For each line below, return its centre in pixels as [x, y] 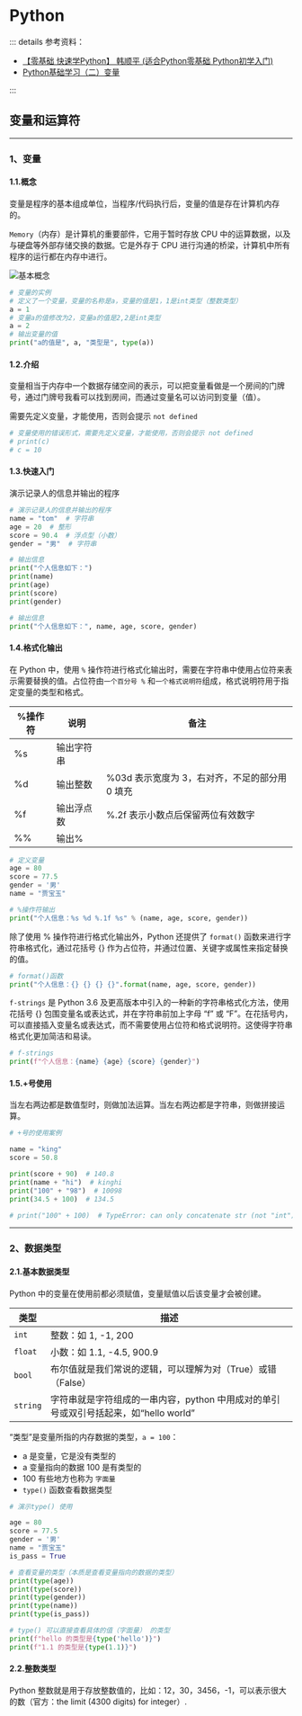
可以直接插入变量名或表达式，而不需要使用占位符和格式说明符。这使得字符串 [151, 1025]
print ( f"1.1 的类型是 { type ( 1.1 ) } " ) [73, 1647]
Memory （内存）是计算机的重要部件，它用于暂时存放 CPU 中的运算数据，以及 [150, 234]
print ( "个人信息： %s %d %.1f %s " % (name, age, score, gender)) [129, 918]
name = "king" [36, 1149]
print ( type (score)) [46, 1589]
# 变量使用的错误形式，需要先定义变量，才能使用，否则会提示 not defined [131, 433]
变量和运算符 [45, 121]
